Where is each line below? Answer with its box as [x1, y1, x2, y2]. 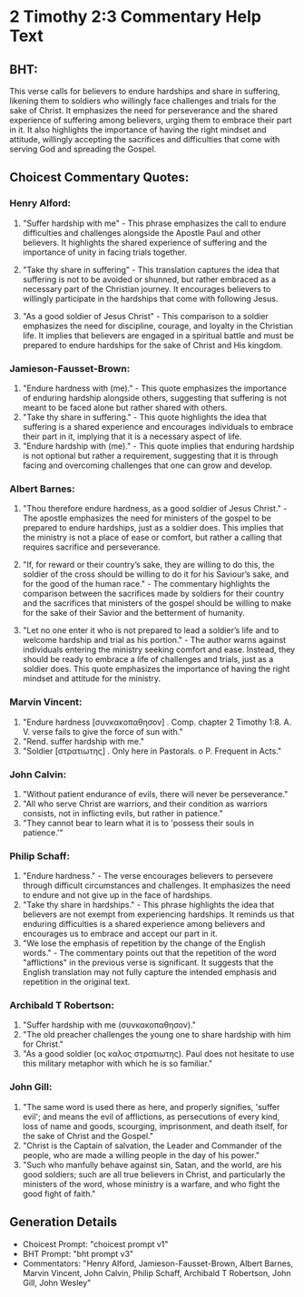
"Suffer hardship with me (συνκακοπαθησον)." [22, 1019, 197, 1030]
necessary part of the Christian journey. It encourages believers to [22, 283, 271, 294]
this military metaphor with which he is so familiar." [22, 1058, 213, 1069]
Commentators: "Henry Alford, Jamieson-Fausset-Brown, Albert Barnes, [22, 1258, 293, 1269]
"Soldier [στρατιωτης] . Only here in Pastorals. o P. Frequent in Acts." [22, 746, 282, 756]
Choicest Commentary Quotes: [9, 170, 190, 185]
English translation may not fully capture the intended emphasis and [22, 967, 277, 978]
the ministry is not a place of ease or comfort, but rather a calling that [22, 532, 283, 543]
